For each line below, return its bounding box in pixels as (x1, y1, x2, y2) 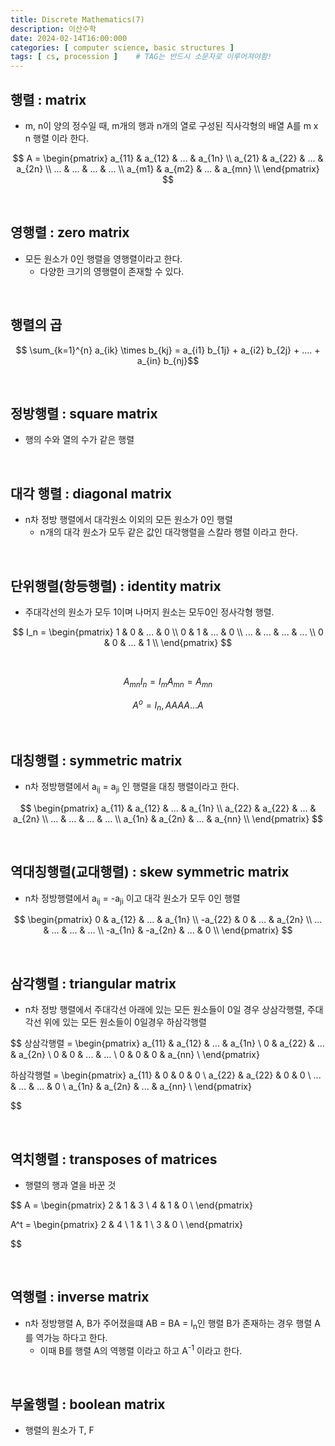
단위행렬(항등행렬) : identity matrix (10, 577, 222, 595)
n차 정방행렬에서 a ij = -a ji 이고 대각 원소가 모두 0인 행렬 (24, 892, 241, 906)
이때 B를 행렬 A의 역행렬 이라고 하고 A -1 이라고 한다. (39, 1342, 243, 1356)
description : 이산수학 (10, 24, 97, 34)
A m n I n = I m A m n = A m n (123, 676, 213, 690)
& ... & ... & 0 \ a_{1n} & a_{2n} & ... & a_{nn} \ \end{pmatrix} (10, 1081, 252, 1093)
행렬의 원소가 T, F (24, 1424, 95, 1436)
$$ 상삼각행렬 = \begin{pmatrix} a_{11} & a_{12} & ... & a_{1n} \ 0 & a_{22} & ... (10, 1037, 325, 1050)
